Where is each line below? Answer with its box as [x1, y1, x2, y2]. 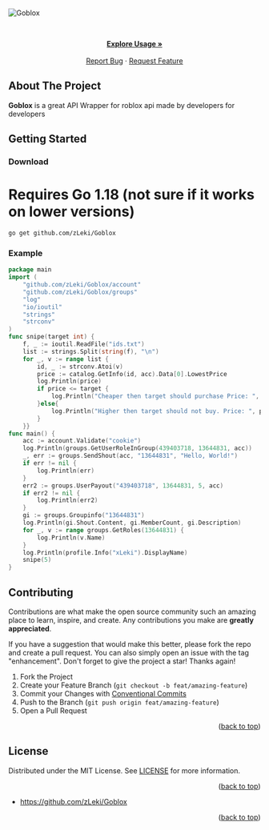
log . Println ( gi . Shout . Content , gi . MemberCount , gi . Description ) [22, 519, 242, 527]
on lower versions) [8, 202, 135, 221]
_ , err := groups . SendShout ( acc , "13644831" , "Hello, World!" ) [22, 452, 239, 460]
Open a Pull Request [19, 706, 88, 716]
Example [8, 247, 43, 259]
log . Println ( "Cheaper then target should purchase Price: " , [50, 392, 260, 400]
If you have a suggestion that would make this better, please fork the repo [8, 640, 251, 649]
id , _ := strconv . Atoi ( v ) [37, 363, 124, 371]
